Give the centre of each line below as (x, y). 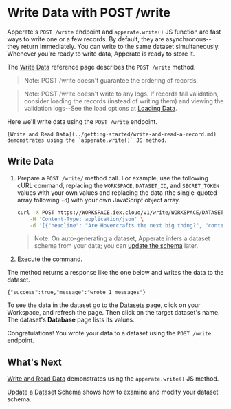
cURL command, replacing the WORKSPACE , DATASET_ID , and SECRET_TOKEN (118, 185)
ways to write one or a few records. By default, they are (86, 39)
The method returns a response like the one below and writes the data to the (115, 273)
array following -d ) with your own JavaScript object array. (99, 200)
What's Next (34, 362)
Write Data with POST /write (89, 13)
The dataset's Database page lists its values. (71, 320)
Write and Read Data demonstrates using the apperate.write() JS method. (113, 379)
